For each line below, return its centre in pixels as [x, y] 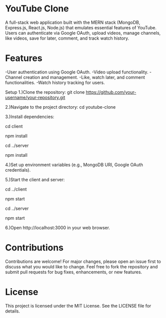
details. [13, 311]
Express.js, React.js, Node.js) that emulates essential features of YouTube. [81, 27]
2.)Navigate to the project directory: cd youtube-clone [60, 107]
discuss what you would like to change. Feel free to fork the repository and [82, 266]
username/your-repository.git [35, 97]
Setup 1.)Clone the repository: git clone [45, 92]
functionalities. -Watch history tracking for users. [55, 82]
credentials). [18, 170]
